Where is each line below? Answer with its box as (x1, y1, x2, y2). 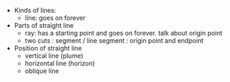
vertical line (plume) (24, 51, 84, 60)
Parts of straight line (14, 21, 74, 29)
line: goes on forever (24, 14, 85, 22)
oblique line (24, 67, 59, 75)
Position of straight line (14, 44, 83, 52)
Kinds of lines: (14, 6, 57, 14)
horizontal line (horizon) (24, 59, 95, 67)
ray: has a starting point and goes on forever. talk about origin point (24, 29, 223, 37)
